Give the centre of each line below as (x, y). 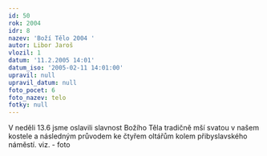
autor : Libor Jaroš (41, 46)
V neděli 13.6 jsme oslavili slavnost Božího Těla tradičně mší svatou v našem (133, 128)
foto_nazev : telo (37, 98)
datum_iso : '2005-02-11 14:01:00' (66, 68)
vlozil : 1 (25, 53)
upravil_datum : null (43, 82)
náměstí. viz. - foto (39, 145)
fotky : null (28, 105)
